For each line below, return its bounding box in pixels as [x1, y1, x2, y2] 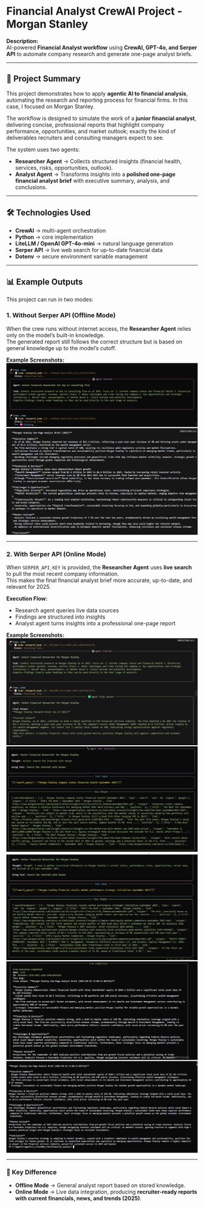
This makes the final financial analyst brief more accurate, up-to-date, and [6, 577, 192, 584]
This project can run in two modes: [6, 296, 93, 303]
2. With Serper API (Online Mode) [6, 550, 106, 558]
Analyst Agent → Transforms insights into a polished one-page [15, 170, 176, 178]
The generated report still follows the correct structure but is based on [6, 338, 183, 345]
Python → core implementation [15, 233, 94, 241]
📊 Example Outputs [6, 276, 83, 287]
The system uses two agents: [6, 146, 80, 153]
